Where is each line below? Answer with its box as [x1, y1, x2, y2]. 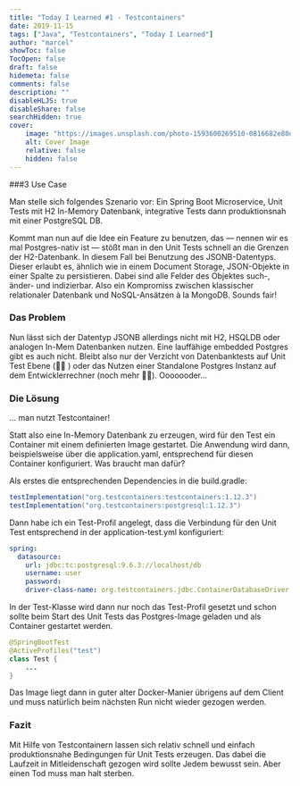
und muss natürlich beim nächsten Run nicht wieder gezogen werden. [9, 697, 267, 707]
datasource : [17, 552, 62, 561]
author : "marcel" [9, 38, 74, 47]
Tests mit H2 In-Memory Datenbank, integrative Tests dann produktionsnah [9, 205, 287, 216]
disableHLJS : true [9, 96, 78, 105]
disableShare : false [9, 105, 87, 113]
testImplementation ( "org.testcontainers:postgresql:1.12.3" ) [9, 501, 242, 510]
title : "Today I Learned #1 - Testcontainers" [9, 13, 186, 22]
